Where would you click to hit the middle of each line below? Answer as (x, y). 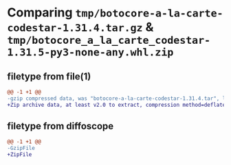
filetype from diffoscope (60, 126)
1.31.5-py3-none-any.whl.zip (90, 52)
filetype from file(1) (49, 76)
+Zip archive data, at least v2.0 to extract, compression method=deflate (117, 105)
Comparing (40, 13)
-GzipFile (21, 149)
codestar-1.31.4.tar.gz (75, 28)
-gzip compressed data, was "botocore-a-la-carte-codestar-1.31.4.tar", (113, 98)
